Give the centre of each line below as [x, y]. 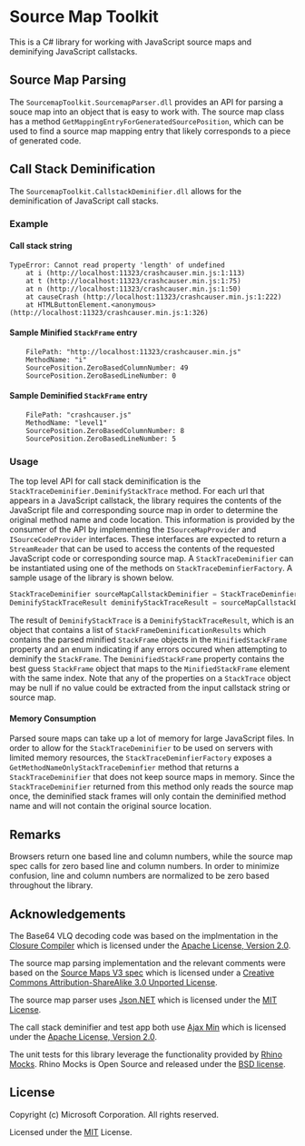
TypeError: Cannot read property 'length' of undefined [117, 265]
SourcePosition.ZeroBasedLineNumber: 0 [101, 375]
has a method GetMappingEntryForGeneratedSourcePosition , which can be [147, 121]
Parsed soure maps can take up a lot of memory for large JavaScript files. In [152, 738]
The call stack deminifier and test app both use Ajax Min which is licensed [148, 1027]
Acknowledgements [68, 914]
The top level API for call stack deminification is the [105, 481]
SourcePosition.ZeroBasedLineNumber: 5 [101, 439]
